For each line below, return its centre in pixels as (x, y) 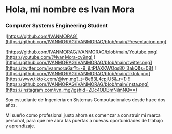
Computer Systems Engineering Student (57, 26)
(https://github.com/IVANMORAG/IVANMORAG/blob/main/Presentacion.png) (86, 42)
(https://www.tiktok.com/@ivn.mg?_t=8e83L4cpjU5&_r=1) (66, 79)
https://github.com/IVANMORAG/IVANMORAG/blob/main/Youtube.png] (83, 52)
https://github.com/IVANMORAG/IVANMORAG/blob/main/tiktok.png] (79, 74)
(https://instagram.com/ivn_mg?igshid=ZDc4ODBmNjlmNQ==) (71, 90)
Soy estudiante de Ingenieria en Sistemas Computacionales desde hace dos (85, 100)
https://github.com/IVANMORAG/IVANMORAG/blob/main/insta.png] (78, 84)
